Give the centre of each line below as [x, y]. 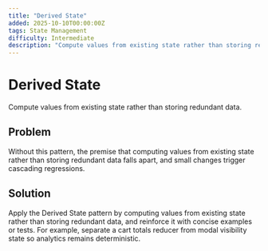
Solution [30, 194]
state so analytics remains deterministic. [75, 238]
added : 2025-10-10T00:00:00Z [57, 23]
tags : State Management [48, 30]
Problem [30, 132]
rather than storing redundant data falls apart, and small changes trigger [127, 160]
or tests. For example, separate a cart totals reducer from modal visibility [128, 229]
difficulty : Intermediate [51, 38]
